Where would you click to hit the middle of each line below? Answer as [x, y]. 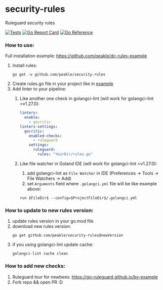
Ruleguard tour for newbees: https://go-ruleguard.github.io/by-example [85, 277]
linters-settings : [39, 126]
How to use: [20, 45]
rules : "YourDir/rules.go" [65, 154]
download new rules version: [42, 226]
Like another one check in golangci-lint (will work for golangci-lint [87, 99]
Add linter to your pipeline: [39, 89]
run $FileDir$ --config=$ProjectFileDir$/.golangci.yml [78, 198]
